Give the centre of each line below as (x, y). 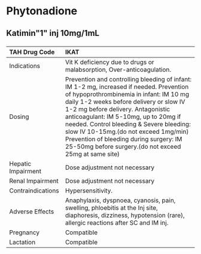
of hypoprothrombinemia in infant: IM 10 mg (127, 94)
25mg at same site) (92, 154)
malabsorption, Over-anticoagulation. (118, 69)
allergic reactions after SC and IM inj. (117, 222)
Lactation (22, 242)
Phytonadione (42, 11)
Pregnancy (25, 232)
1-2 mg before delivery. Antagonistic (118, 109)
